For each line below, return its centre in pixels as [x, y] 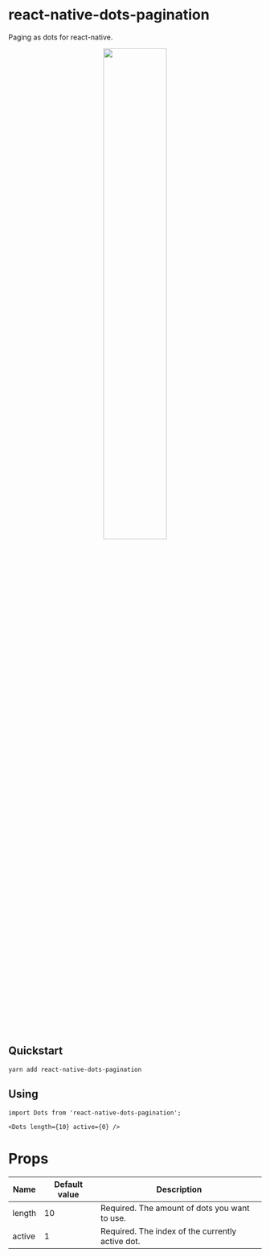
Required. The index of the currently [168, 1231]
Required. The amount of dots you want [175, 1208]
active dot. [120, 1241]
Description [179, 1189]
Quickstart [36, 1051]
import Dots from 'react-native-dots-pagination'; [95, 1113]
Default [68, 1184]
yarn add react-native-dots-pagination [75, 1069]
